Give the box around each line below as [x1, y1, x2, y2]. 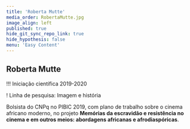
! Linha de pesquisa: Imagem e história [6, 91, 102, 99]
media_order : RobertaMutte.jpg [6, 14, 84, 20]
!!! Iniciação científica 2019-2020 [6, 80, 87, 87]
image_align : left [6, 20, 52, 26]
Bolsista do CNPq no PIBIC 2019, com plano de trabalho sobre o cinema [6, 103, 183, 110]
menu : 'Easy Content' [6, 42, 60, 48]
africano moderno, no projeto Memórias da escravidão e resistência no [6, 109, 184, 116]
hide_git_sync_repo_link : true [6, 31, 84, 37]
